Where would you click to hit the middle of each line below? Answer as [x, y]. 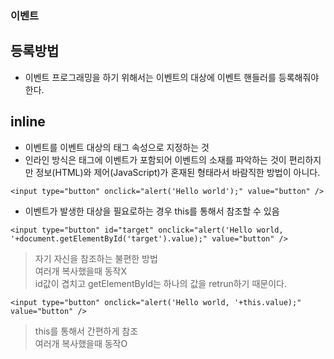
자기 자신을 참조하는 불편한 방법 [96, 258]
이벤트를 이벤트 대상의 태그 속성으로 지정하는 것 [117, 147]
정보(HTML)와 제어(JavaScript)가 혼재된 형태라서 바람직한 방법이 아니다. [178, 172]
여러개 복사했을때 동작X [81, 271]
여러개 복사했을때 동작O [81, 343]
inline [28, 122]
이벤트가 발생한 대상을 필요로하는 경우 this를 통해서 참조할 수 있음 [152, 211]
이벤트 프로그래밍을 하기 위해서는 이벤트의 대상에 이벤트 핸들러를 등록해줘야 [172, 77]
